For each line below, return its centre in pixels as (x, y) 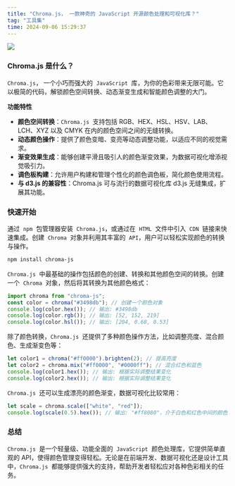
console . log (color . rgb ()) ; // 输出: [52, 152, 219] (84, 316)
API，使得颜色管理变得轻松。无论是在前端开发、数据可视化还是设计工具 (125, 457)
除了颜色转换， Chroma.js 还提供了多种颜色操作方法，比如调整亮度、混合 (113, 337)
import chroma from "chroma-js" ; (56, 296)
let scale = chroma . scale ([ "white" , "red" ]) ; (75, 406)
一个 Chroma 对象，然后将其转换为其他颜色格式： (79, 282)
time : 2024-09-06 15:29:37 (47, 27)
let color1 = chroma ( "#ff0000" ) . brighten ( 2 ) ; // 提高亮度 (92, 359)
